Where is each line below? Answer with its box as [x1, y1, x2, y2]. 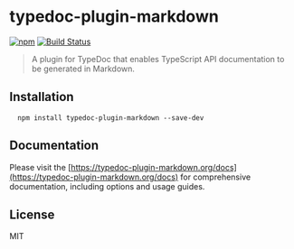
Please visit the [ [9, 161, 71, 172]
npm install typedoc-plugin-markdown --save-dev [17, 113, 204, 123]
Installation [9, 89, 74, 105]
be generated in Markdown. [31, 63, 136, 74]
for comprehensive [180, 171, 251, 182]
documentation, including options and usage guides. [9, 180, 205, 191]
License [9, 207, 55, 222]
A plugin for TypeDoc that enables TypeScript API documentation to [31, 53, 285, 64]
